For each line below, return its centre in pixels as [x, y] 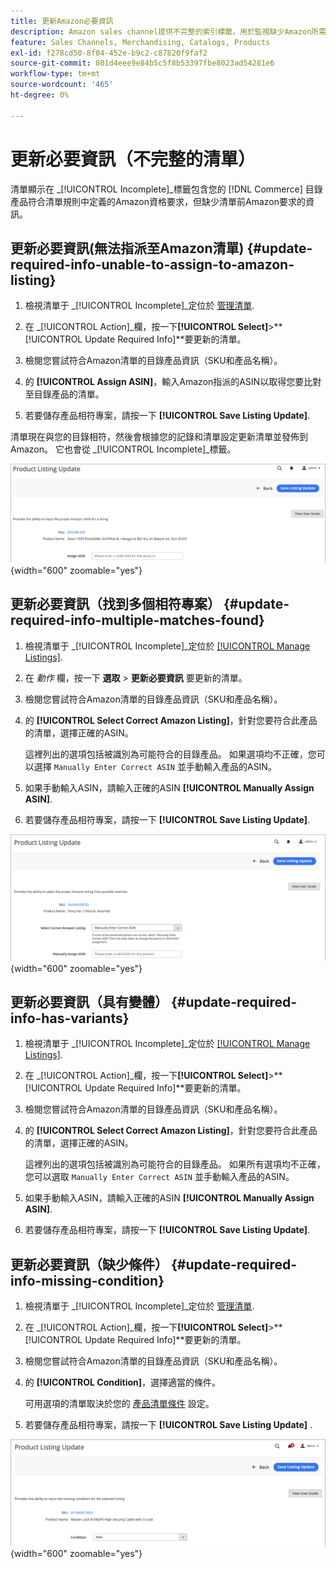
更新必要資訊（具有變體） [89, 1001]
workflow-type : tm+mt [55, 74]
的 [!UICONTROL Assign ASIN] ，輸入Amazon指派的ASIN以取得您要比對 [173, 382]
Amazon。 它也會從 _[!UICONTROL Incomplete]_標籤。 [123, 449]
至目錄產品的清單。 [64, 394]
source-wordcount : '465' [62, 85]
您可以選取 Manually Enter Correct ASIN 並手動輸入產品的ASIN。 [159, 1177]
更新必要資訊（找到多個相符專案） [115, 604]
